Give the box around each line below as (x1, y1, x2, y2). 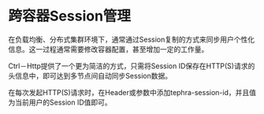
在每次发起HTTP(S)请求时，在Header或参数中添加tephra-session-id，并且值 (8, 87, 257, 97)
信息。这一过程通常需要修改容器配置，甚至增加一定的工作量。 (8, 44, 209, 53)
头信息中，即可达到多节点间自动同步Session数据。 (8, 71, 172, 80)
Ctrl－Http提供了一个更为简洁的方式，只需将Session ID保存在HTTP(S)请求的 (8, 61, 255, 71)
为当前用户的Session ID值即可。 (8, 97, 112, 107)
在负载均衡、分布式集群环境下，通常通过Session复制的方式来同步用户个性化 (8, 35, 255, 44)
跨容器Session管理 (8, 7, 132, 25)
